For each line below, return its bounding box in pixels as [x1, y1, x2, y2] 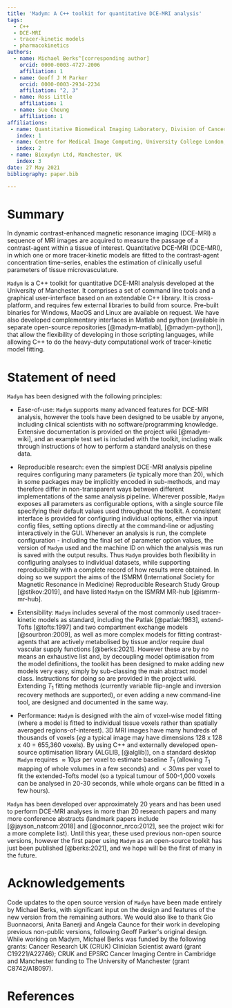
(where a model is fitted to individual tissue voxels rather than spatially [17, 719, 217, 727]
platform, [7, 301, 33, 309]
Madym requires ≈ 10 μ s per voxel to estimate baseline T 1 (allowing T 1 [17, 755, 211, 765]
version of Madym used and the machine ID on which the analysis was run [17, 543, 224, 552]
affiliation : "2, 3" [19, 87, 79, 94]
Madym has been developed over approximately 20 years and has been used [7, 799, 222, 808]
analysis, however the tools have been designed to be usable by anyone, [17, 413, 224, 421]
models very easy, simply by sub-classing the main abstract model [17, 667, 208, 675]
